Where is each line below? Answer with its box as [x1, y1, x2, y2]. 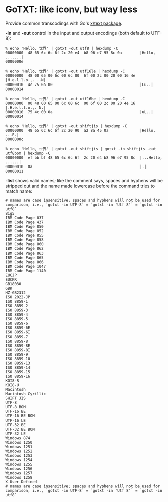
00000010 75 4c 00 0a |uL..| [5, 109, 154, 114]
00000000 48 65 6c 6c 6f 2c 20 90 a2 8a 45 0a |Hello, [5, 128, 156, 133]
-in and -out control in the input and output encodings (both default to [5, 30, 150, 36]
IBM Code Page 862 [5, 246, 44, 251]
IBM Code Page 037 [5, 215, 44, 220]
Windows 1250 [5, 440, 33, 445]
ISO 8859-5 [5, 316, 28, 321]
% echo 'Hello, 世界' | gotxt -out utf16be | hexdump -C [5, 96, 125, 101]
